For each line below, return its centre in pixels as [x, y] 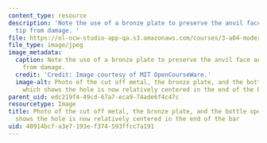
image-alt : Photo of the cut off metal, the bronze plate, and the [130, 82]
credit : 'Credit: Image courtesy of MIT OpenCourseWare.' [114, 75]
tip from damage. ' [48, 30]
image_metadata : [35, 52]
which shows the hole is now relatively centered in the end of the [138, 89]
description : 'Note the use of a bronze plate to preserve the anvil [126, 23]
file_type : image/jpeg [46, 45]
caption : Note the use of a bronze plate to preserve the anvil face [133, 60]
